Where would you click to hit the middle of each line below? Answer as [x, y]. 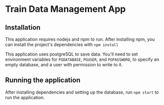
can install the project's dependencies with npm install [62, 45]
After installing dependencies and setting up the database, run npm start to [82, 92]
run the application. [25, 97]
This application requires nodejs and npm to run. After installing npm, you [80, 39]
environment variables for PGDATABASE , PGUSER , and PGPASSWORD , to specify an [82, 59]
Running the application [43, 80]
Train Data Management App [65, 9]
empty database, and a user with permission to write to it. [64, 65]
